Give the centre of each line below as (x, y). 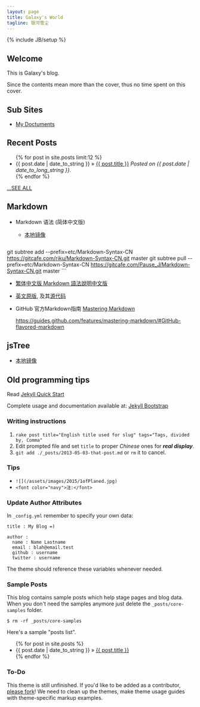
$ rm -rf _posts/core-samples (44, 621)
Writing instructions (36, 421)
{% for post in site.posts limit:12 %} (59, 157)
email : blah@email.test (43, 547)
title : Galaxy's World (35, 17)
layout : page (23, 12)
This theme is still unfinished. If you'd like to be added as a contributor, (94, 685)
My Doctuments (35, 124)
